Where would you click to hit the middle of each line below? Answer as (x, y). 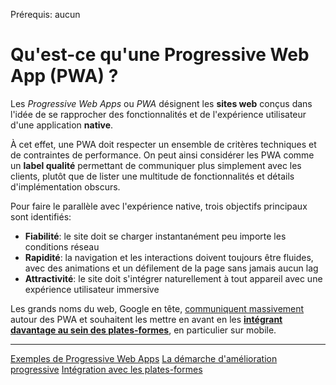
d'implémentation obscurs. (65, 186)
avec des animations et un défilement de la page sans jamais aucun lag (171, 268)
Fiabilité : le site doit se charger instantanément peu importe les (155, 236)
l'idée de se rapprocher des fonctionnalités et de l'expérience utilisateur (158, 114)
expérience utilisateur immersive (92, 289)
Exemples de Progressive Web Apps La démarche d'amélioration (144, 358)
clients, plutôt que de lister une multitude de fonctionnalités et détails (152, 176)
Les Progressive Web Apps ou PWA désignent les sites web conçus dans (161, 103)
